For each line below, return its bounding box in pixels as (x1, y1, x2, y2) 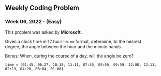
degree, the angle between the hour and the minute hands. (5, 43, 122, 50)
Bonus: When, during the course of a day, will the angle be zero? (5, 53, 134, 59)
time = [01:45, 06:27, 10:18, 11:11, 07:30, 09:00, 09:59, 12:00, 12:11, (5, 62, 157, 67)
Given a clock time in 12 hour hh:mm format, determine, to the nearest (5, 38, 142, 44)
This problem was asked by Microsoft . (5, 29, 82, 35)
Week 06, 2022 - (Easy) (5, 18, 62, 25)
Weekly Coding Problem (5, 4, 80, 12)
